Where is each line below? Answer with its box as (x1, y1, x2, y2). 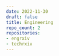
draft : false (6, 14, 38, 20)
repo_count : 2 (6, 24, 41, 31)
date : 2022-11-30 (6, 8, 48, 15)
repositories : (6, 30, 41, 36)
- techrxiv (6, 41, 33, 47)
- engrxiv (6, 36, 30, 41)
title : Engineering (6, 19, 54, 25)
